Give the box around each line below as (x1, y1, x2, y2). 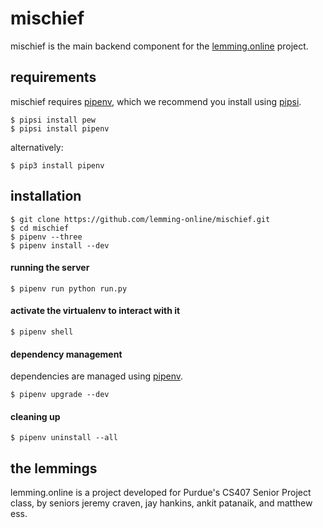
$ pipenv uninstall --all (10, 433, 118, 443)
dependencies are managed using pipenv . (10, 370, 184, 382)
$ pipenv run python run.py (10, 283, 128, 294)
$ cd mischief (10, 223, 70, 233)
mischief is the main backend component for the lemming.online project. (10, 40, 309, 52)
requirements (10, 69, 97, 86)
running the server (10, 262, 90, 274)
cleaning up (10, 410, 61, 422)
